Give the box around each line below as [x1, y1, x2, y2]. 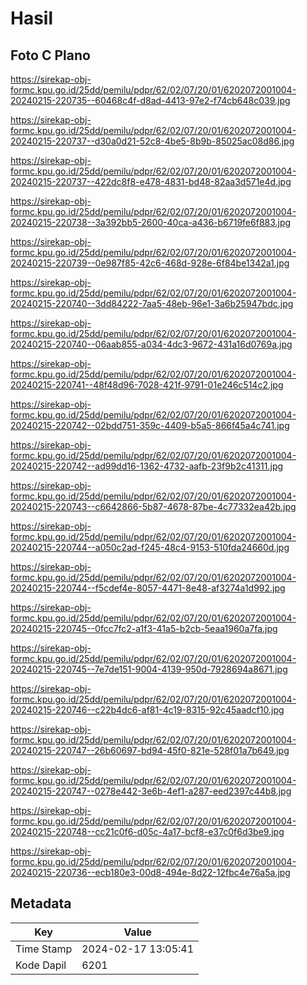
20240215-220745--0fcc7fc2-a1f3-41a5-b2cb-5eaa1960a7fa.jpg [10, 623, 278, 634]
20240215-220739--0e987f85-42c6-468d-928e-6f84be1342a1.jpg [10, 257, 290, 269]
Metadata [10, 895, 72, 912]
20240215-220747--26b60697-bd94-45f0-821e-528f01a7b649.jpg [10, 745, 290, 756]
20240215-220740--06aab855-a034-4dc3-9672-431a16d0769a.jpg [10, 338, 293, 350]
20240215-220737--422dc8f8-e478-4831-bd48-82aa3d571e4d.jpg [10, 176, 292, 187]
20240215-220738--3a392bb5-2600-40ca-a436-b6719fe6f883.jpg [10, 217, 292, 228]
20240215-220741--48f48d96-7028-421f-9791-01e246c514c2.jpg [10, 379, 284, 391]
